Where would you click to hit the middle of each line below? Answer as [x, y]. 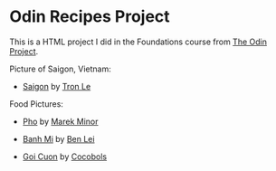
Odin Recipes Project [90, 17]
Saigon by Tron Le [57, 86]
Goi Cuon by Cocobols [64, 157]
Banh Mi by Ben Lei [58, 138]
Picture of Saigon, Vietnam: [60, 69]
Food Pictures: [36, 104]
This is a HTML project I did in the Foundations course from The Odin [138, 42]
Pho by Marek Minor [60, 121]
